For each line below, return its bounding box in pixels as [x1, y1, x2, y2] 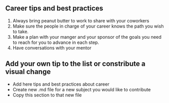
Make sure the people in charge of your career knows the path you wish [12, 23, 164, 29]
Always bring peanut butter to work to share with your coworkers [12, 17, 149, 23]
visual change [5, 67, 51, 76]
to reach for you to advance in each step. [12, 39, 99, 45]
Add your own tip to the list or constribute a [5, 60, 146, 68]
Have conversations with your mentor [12, 44, 92, 50]
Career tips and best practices [5, 4, 103, 13]
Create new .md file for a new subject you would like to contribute [12, 86, 151, 92]
